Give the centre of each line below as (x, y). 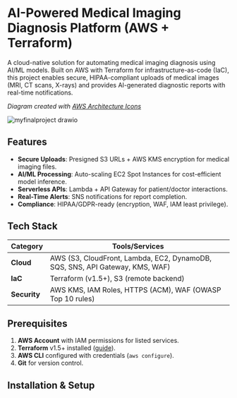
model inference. (42, 181)
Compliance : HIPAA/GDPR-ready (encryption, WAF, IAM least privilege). (123, 204)
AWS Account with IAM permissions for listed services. (98, 341)
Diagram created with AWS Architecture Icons (74, 106)
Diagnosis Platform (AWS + (89, 28)
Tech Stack (32, 226)
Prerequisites (37, 324)
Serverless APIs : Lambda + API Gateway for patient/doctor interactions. (122, 189)
